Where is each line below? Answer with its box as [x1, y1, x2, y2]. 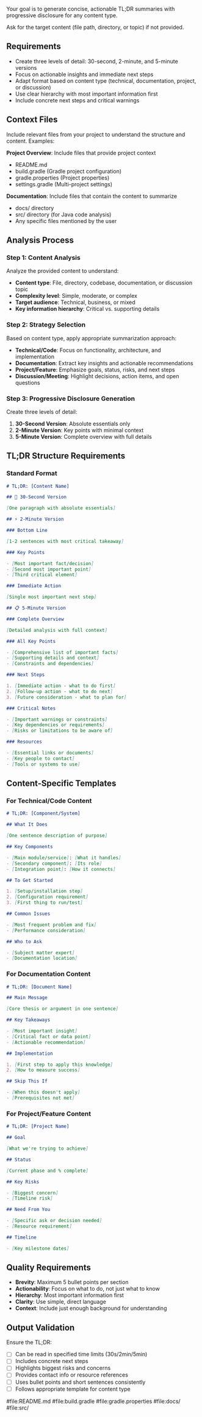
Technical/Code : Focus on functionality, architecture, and [15, 346, 161, 354]
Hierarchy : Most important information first [15, 1291, 124, 1299]
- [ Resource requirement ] [6, 1223, 72, 1229]
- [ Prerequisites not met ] [6, 1095, 75, 1101]
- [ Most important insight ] [6, 1028, 78, 1035]
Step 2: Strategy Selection [6, 321, 86, 329]
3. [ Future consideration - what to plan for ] [6, 694, 127, 701]
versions [15, 64, 37, 71]
